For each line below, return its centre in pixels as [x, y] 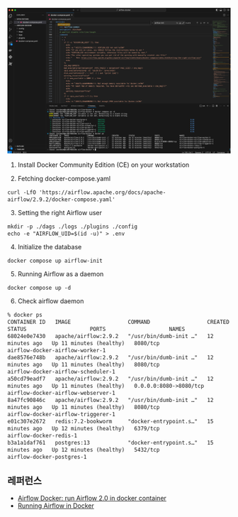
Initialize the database [50, 247]
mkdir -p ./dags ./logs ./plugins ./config [73, 227]
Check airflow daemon [51, 301]
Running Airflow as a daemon [61, 274]
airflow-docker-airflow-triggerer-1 [61, 415]
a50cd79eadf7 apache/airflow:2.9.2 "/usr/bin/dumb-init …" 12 [110, 379]
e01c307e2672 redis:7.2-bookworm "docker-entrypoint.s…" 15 [110, 422]
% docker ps [25, 315]
